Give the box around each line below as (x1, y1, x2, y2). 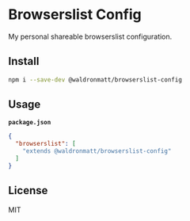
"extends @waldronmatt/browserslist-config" (22, 147, 172, 155)
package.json (8, 119, 51, 127)
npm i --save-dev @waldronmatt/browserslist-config (8, 75, 182, 84)
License (8, 184, 48, 197)
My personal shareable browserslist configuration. (8, 32, 173, 41)
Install (8, 55, 40, 68)
